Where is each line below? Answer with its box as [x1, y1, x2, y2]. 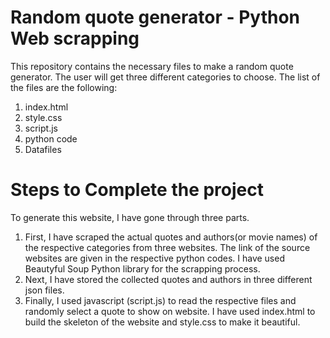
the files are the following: [10, 81, 118, 93]
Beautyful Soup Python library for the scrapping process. [24, 262, 261, 275]
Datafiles [24, 143, 62, 155]
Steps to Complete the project [10, 179, 264, 201]
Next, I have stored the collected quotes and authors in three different [24, 273, 313, 285]
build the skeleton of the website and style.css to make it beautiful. [24, 316, 301, 328]
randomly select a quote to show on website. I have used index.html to [24, 305, 316, 317]
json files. [24, 284, 65, 296]
